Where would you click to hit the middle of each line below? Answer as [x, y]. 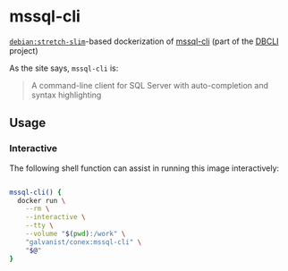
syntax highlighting [66, 95]
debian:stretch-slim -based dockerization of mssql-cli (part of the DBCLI [144, 41]
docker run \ [42, 200]
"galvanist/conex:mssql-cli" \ [84, 242]
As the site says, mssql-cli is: [64, 68]
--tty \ [39, 225]
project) [24, 50]
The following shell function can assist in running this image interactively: [144, 168]
